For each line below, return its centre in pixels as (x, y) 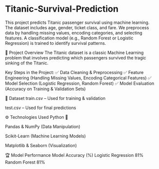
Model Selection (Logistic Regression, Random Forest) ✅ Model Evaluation (80, 83)
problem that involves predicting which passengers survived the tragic (76, 57)
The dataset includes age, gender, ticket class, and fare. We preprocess (77, 27)
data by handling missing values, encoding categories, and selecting (74, 33)
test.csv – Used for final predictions (41, 108)
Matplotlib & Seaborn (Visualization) (41, 145)
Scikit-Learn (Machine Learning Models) (45, 136)
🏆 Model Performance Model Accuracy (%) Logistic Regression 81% (74, 155)
